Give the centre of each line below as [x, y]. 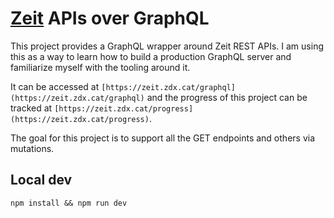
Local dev [41, 180]
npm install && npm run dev [69, 203]
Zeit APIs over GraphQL [110, 18]
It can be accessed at [55, 86]
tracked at [31, 108]
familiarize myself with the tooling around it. [100, 67]
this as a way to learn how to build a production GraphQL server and [151, 56]
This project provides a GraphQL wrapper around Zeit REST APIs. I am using [167, 46]
